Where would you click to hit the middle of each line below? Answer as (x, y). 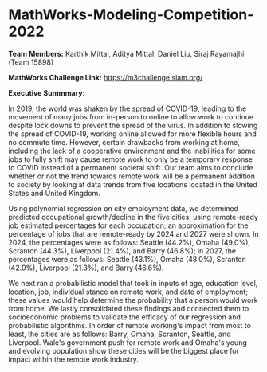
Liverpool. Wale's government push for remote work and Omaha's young (128, 342)
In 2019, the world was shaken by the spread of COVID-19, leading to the (128, 108)
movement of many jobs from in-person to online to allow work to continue (131, 116)
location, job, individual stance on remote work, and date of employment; (128, 292)
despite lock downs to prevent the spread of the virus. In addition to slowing (133, 125)
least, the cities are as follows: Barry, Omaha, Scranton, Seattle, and (120, 334)
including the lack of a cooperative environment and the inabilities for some (132, 151)
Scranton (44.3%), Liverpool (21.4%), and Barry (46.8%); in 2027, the (122, 251)
